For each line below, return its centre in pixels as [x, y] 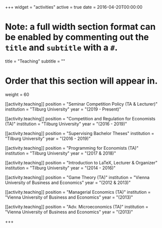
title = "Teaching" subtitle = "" [35, 61]
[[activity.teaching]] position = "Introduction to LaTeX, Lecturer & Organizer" [81, 162]
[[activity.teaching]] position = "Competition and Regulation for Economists [80, 118]
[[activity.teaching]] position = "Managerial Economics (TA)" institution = [78, 192]
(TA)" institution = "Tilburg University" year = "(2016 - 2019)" [66, 124]
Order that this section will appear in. [81, 81]
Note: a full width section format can [80, 27]
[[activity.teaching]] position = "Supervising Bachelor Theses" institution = [80, 133]
